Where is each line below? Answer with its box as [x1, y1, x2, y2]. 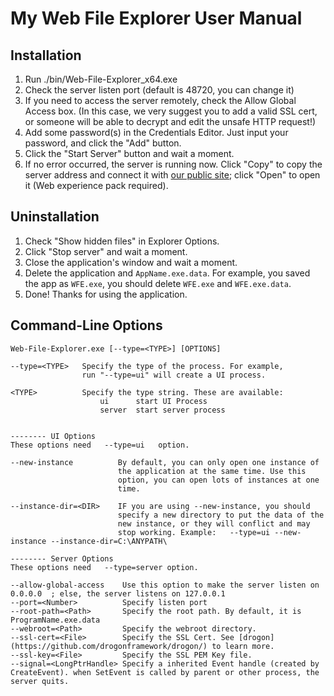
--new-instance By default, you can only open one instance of [10, 457, 320, 467]
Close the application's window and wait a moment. [24, 256, 238, 268]
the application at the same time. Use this [117, 466, 307, 476]
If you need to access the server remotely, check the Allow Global [24, 95, 297, 106]
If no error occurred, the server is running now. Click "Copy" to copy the [24, 158, 323, 170]
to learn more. [211, 641, 275, 651]
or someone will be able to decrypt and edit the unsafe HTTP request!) [24, 116, 317, 127]
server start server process [99, 405, 226, 415]
